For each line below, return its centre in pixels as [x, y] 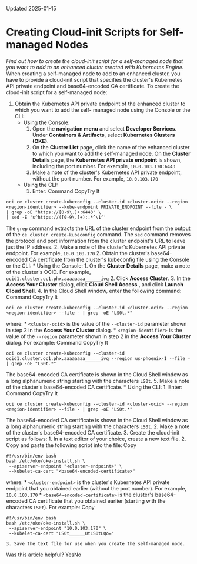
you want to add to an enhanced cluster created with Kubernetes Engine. [95, 67]
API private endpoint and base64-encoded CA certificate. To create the [93, 86]
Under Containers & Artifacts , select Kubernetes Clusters [103, 135]
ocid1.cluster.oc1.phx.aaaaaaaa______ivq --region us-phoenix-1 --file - [98, 358]
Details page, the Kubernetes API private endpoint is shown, [107, 160]
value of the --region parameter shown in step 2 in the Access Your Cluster [98, 336]
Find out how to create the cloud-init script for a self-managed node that [95, 61]
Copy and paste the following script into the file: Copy [71, 445]
